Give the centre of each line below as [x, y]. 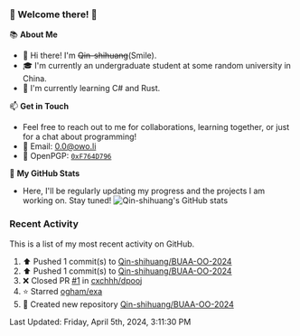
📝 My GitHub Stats [45, 173]
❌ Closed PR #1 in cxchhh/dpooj [82, 280]
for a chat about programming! [80, 137]
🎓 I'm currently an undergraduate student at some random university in [157, 66]
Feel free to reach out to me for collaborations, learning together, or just [156, 127]
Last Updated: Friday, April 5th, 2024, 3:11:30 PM [100, 322]
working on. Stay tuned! [67, 201]
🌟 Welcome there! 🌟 [53, 14]
